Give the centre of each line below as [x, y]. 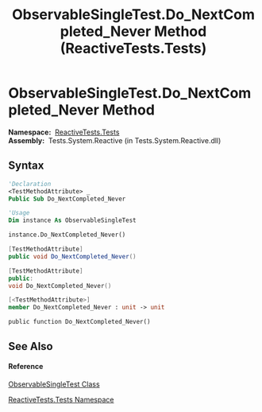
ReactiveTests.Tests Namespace [61, 399]
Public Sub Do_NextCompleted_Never [67, 199]
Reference [26, 367]
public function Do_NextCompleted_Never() [79, 322]
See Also [31, 346]
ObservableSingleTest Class [54, 384]
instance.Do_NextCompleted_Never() [67, 235]
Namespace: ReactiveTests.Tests [64, 132]
